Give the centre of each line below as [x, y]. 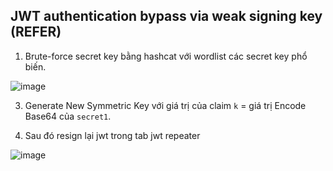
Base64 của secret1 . [68, 116]
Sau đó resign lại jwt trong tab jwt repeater [112, 135]
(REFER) [36, 32]
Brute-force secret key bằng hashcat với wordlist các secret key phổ [166, 56]
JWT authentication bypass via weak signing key [166, 16]
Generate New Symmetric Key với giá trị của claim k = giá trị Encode [165, 105]
